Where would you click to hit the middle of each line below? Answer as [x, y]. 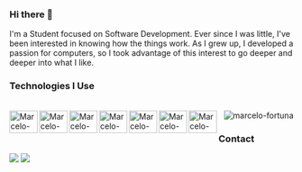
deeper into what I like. [52, 63]
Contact [237, 139]
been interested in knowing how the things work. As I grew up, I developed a [151, 43]
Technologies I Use [52, 86]
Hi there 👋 [32, 14]
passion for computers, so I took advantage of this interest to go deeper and [151, 53]
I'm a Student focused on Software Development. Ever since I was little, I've [150, 34]
